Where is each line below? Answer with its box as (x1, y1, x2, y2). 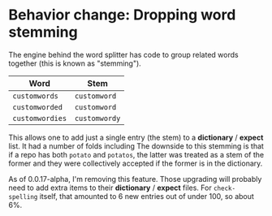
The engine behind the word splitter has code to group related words (8, 50, 239, 59)
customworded (12, 102, 63, 111)
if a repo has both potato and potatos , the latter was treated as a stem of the (8, 149, 265, 159)
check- (214, 184, 236, 192)
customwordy (74, 114, 121, 123)
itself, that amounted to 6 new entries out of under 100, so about (39, 191, 254, 201)
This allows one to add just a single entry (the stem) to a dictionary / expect (8, 132, 264, 142)
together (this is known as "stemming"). (8, 58, 142, 68)
